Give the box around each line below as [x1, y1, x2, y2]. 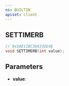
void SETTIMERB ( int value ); [5, 49, 65, 54]
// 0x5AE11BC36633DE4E [5, 44, 53, 49]
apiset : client [5, 12, 38, 17]
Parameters [5, 62, 43, 71]
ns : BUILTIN [5, 7, 30, 13]
